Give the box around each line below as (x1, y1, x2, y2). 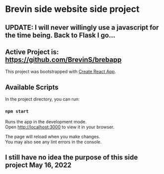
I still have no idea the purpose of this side (5, 153, 138, 162)
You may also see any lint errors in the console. (5, 139, 102, 145)
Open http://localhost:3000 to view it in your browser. (5, 124, 115, 130)
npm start (5, 109, 29, 115)
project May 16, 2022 (5, 161, 72, 169)
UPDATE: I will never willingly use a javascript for (5, 23, 159, 32)
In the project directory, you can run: (5, 96, 80, 102)
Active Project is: (5, 48, 59, 56)
